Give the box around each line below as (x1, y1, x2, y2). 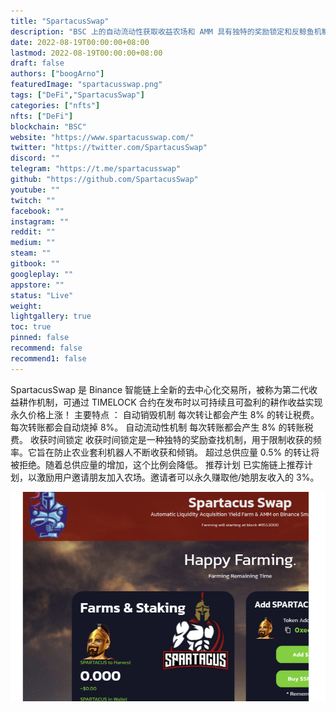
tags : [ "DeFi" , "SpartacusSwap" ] (10, 90, 145, 100)
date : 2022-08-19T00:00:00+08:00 (10, 37, 150, 47)
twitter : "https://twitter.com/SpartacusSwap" (10, 143, 208, 153)
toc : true (10, 322, 52, 332)
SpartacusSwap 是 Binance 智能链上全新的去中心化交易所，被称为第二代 (10, 383, 310, 395)
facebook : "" (10, 206, 65, 216)
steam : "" (10, 248, 52, 259)
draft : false (10, 58, 65, 69)
